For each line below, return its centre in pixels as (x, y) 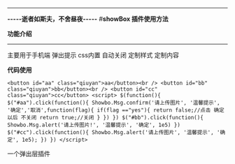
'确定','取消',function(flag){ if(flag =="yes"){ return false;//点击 (109, 110)
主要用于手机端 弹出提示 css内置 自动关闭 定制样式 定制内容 (93, 55)
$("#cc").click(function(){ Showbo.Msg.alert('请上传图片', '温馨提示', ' (114, 133)
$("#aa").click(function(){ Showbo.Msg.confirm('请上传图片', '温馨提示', (114, 103)
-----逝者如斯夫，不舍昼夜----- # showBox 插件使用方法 (88, 19)
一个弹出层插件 (29, 154)
